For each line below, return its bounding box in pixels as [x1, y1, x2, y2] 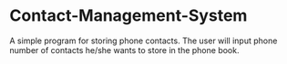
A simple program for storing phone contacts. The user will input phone [9, 35, 278, 46]
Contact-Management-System [9, 5, 248, 26]
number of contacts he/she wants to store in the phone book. [9, 44, 240, 55]
